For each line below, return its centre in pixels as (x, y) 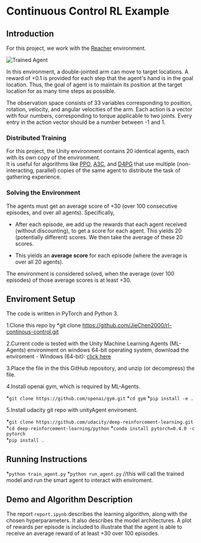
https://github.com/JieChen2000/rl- (127, 326)
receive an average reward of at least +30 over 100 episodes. (83, 533)
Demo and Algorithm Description (70, 499)
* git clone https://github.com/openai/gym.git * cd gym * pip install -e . (100, 398)
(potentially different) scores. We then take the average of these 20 (99, 237)
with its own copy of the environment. (54, 158)
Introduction (30, 34)
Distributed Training (36, 138)
